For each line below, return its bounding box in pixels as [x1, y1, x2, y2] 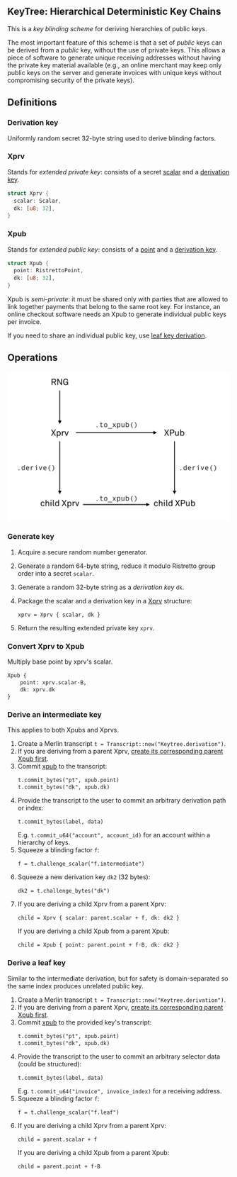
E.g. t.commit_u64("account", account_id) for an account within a [17, 831, 211, 839]
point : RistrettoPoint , [13, 267, 83, 274]
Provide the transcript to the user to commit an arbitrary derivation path [17, 796, 226, 805]
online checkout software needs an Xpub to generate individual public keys [7, 310, 227, 318]
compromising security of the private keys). [7, 76, 134, 84]
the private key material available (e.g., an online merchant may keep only [7, 60, 222, 69]
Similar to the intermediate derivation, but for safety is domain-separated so [7, 974, 229, 983]
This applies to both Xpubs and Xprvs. [7, 726, 119, 735]
